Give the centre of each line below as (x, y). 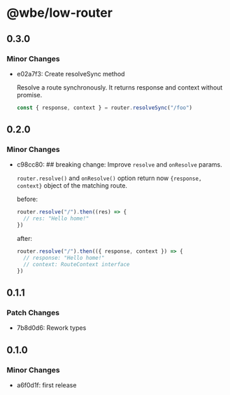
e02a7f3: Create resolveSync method (71, 74)
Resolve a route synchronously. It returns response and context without (120, 87)
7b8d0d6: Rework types (51, 328)
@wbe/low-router (60, 13)
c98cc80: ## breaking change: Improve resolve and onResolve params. (119, 165)
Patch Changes (33, 312)
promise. (29, 95)
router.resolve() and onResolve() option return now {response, (109, 178)
